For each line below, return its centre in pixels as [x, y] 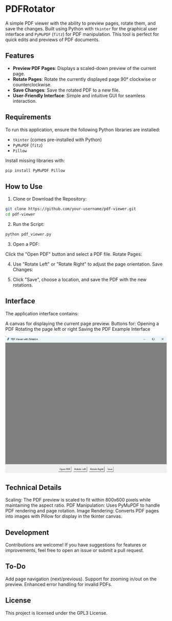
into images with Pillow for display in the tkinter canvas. [64, 516]
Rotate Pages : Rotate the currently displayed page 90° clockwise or [84, 79]
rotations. [23, 285]
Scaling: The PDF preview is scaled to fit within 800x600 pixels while [78, 500]
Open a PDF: [26, 244]
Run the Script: [28, 224]
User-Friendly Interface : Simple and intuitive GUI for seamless [79, 95]
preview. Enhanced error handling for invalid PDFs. [59, 584]
